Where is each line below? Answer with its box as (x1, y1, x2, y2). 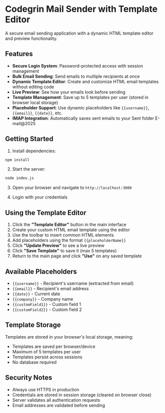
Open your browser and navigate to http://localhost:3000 (12, 185, 132, 191)
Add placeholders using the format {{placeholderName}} (12, 238, 127, 243)
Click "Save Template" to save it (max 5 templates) (12, 248, 117, 254)
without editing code (12, 84, 54, 90)
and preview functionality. (5, 35, 58, 41)
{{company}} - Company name (12, 296, 73, 302)
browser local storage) (12, 100, 58, 105)
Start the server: (12, 166, 46, 172)
